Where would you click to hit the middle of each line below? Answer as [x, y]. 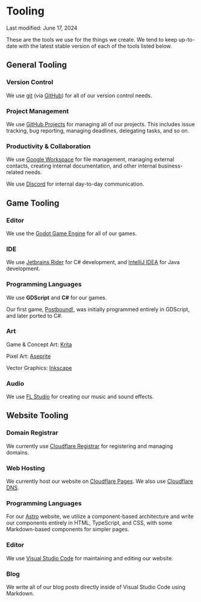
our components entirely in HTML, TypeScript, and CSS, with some [89, 523]
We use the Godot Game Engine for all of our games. [72, 233]
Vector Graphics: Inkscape [39, 367]
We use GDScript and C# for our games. [57, 297]
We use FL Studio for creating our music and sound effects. [80, 396]
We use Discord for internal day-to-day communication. [75, 184]
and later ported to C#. [35, 316]
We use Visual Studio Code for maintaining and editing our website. [90, 558]
